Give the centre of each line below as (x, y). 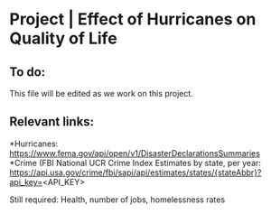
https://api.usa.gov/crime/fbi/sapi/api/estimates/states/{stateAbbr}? (135, 172)
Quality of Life (63, 38)
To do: (28, 72)
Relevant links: (52, 122)
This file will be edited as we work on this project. (102, 93)
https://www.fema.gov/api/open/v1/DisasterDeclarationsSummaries (135, 153)
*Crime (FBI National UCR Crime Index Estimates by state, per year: (135, 163)
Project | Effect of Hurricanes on (133, 19)
